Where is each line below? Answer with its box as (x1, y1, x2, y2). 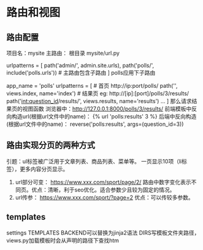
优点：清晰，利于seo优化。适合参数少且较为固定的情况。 (31, 186, 175, 193)
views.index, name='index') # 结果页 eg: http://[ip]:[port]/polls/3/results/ (6, 90, 189, 97)
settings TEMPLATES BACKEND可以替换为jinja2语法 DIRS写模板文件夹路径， (6, 229, 200, 236)
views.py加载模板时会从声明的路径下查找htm (6, 236, 120, 244)
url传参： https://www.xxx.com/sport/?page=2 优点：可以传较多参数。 (15, 193, 194, 201)
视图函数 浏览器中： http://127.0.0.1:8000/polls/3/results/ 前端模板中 (22, 105, 192, 112)
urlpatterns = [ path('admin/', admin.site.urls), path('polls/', (6, 62, 155, 69)
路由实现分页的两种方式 (6, 140, 95, 150)
